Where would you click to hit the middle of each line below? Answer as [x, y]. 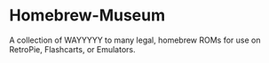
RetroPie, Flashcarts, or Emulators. [72, 49]
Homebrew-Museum [87, 16]
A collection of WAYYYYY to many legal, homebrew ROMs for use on [135, 40]
